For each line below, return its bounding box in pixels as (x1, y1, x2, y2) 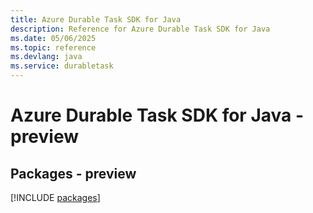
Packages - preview (10, 165, 137, 182)
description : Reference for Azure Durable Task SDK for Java (10, 24, 271, 34)
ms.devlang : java (10, 52, 83, 62)
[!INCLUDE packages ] (10, 192, 101, 203)
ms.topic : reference (10, 42, 97, 53)
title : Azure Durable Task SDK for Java (10, 14, 182, 25)
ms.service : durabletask (10, 61, 114, 71)
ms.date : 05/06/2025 (10, 33, 97, 43)
